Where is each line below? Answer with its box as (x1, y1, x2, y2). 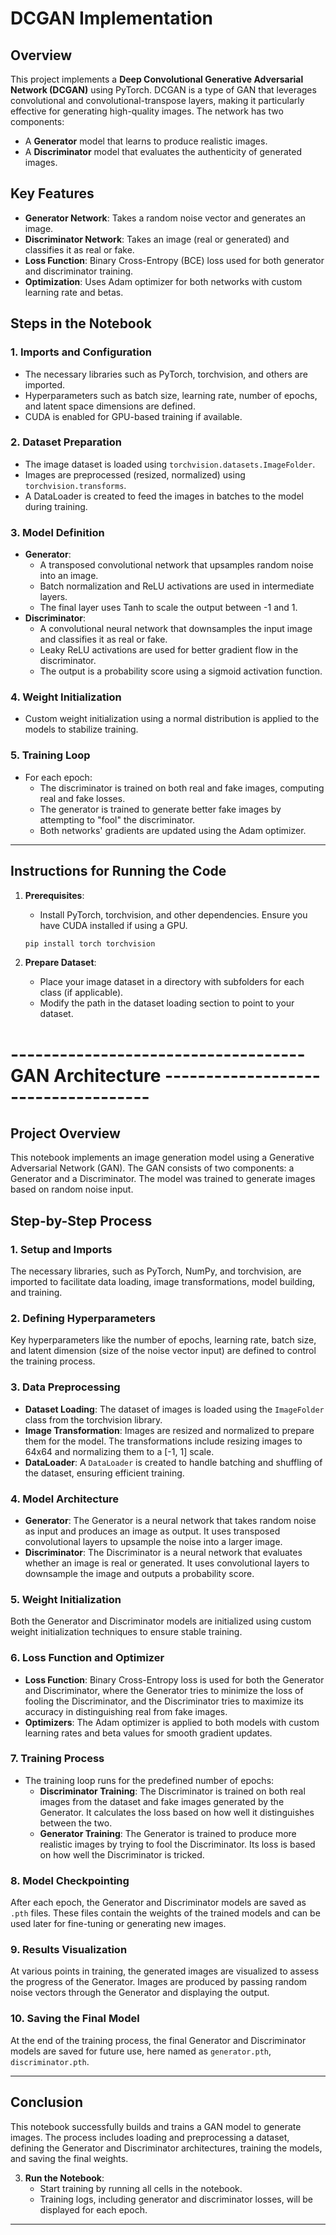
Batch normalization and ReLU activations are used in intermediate (39, 580, 315, 592)
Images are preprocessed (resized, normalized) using (24, 468, 246, 481)
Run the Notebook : (24, 2172, 105, 2184)
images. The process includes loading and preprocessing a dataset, (10, 2131, 290, 2143)
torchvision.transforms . (24, 479, 127, 491)
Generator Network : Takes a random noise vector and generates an (24, 212, 307, 224)
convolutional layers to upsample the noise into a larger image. (24, 1535, 283, 1547)
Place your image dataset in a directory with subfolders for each (39, 976, 305, 988)
